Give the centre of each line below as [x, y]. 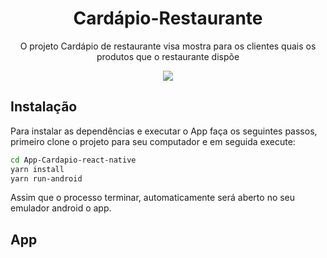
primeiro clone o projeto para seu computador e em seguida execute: [153, 141]
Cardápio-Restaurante [168, 18]
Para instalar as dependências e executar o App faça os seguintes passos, [164, 131]
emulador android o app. [61, 208]
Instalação [44, 107]
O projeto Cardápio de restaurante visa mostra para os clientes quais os [168, 46]
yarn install [37, 169]
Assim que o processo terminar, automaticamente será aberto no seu [153, 198]
